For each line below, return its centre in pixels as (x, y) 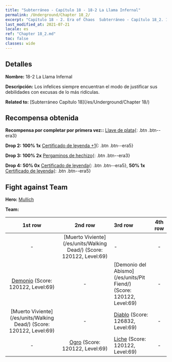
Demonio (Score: (32, 281)
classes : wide (20, 44)
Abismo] (124, 271)
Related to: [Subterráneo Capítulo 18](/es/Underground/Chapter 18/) (78, 102)
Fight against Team (37, 187)
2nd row (85, 225)
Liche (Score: (130, 339)
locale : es (17, 29)
